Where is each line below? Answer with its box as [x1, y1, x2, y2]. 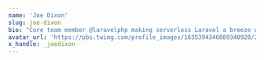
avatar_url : [8, 33, 47, 41]
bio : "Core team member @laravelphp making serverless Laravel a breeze [8, 26, 251, 34]
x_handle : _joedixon [8, 41, 76, 48]
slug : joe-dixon [8, 19, 61, 26]
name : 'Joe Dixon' [8, 11, 68, 19]
